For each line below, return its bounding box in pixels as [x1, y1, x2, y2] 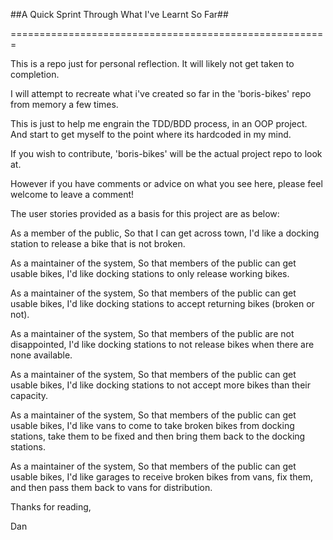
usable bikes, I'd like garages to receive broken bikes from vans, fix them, [10, 471, 313, 483]
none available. [10, 349, 73, 361]
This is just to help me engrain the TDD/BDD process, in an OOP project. [10, 118, 308, 129]
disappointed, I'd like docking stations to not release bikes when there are [10, 339, 315, 350]
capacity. [10, 390, 49, 401]
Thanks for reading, [10, 501, 92, 513]
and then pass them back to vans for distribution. [10, 482, 213, 493]
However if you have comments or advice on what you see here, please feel [10, 178, 323, 189]
